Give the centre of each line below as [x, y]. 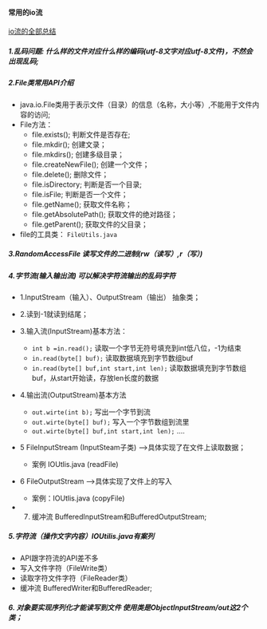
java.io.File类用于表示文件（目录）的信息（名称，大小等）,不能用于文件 [136, 105]
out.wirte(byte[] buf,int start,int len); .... [108, 430]
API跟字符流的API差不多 [59, 558]
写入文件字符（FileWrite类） [66, 568]
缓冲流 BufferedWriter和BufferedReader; [86, 587]
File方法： [36, 125]
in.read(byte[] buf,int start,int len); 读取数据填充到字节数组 [139, 368]
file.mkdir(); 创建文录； [69, 144]
